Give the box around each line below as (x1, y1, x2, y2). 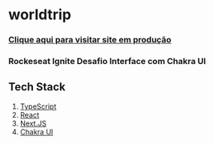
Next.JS (19, 118, 46, 128)
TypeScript (19, 102, 57, 111)
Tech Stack (8, 80, 66, 94)
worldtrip (8, 6, 72, 24)
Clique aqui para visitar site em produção (8, 34, 172, 46)
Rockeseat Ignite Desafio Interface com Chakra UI (8, 56, 207, 67)
